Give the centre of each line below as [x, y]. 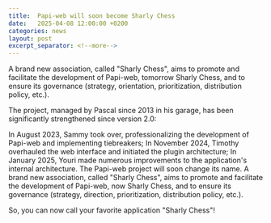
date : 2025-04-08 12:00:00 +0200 [68, 23]
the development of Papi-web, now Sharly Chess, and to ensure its [120, 186]
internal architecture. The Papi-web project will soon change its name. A [129, 169]
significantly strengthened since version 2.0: [83, 119]
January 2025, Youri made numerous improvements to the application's [128, 160]
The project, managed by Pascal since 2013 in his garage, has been [121, 111]
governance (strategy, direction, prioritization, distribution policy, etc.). [126, 195]
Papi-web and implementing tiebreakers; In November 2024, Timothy [124, 143]
